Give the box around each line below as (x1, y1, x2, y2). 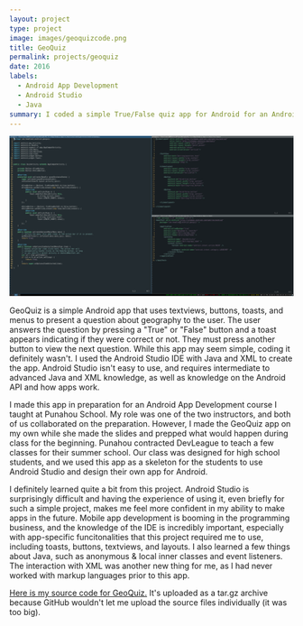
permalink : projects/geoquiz (9, 52, 119, 62)
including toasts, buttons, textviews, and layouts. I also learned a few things (9, 541, 290, 552)
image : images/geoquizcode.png (9, 33, 127, 42)
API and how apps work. (9, 382, 100, 392)
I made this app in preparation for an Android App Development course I (9, 399, 278, 410)
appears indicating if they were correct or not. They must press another (9, 334, 275, 345)
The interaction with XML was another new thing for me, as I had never (9, 560, 273, 571)
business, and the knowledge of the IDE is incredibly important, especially (9, 521, 284, 532)
